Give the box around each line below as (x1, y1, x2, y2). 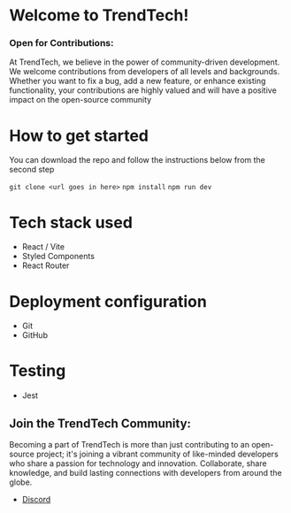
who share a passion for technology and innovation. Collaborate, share (9, 458, 267, 469)
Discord (21, 494, 51, 505)
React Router (21, 260, 70, 271)
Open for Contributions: (9, 37, 114, 50)
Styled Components (21, 251, 96, 262)
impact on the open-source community (9, 95, 152, 105)
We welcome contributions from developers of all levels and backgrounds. (9, 66, 280, 77)
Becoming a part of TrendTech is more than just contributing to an (9, 440, 250, 450)
